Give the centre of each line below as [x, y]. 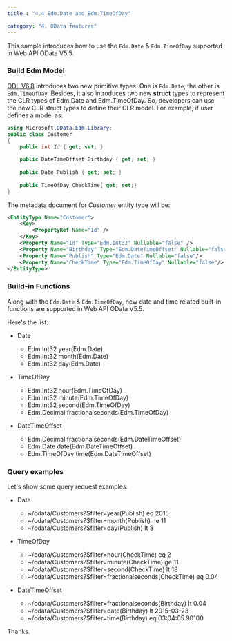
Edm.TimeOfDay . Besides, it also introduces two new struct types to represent [116, 93]
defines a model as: [35, 115]
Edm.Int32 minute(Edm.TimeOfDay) [78, 397]
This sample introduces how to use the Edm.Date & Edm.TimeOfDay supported [115, 46]
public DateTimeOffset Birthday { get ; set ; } [88, 159]
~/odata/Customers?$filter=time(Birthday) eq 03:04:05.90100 [115, 618]
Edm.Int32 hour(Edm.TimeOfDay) [75, 390]
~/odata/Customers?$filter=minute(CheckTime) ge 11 [103, 562]
